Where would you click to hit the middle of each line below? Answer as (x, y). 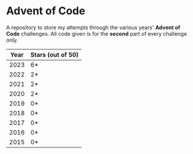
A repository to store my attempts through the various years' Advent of (93, 27)
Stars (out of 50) (55, 55)
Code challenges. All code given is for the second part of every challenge (96, 33)
